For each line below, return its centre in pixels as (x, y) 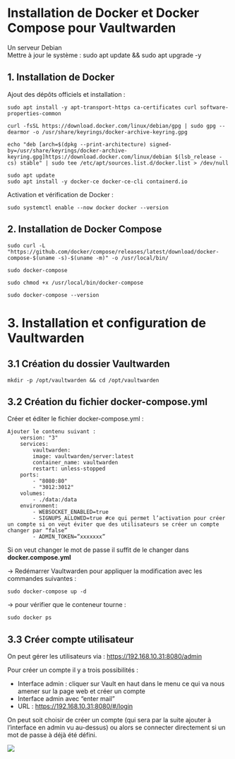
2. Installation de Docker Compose (85, 229)
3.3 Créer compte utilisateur (71, 639)
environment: (39, 506)
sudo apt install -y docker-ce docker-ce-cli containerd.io (98, 182)
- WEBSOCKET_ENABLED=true (71, 512)
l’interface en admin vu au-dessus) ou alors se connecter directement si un (116, 728)
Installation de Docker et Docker (103, 13)
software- (215, 107)
